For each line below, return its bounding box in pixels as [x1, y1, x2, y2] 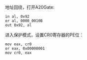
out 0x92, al [5, 23, 32, 28]
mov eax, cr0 [5, 42, 32, 47]
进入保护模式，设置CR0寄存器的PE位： [5, 32, 84, 38]
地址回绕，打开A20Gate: [5, 4, 55, 10]
